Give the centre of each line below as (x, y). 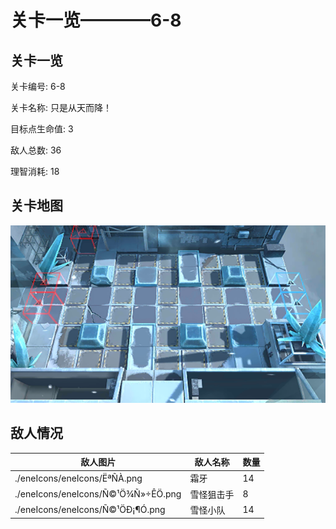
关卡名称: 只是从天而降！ (61, 107)
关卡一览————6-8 (96, 20)
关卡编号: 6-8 (38, 86)
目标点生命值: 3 (42, 129)
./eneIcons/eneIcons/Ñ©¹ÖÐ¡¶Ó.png (90, 510)
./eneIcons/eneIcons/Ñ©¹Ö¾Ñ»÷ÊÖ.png (98, 494)
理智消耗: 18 (35, 171)
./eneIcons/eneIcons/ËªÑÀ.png (78, 478)
